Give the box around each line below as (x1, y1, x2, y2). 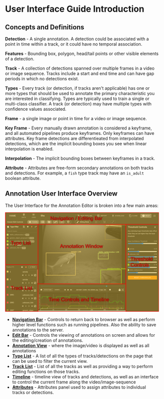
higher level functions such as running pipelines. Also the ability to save (12, 322, 156, 327)
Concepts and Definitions (5, 23, 84, 31)
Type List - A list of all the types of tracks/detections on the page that (12, 353, 153, 359)
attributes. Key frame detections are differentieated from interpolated (5, 136, 144, 141)
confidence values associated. (5, 106, 67, 112)
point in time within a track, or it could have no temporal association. (5, 41, 143, 47)
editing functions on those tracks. (12, 369, 80, 374)
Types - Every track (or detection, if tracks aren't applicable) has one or (5, 85, 150, 91)
